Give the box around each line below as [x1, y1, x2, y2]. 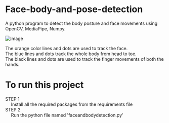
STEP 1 [5, 96, 20, 102]
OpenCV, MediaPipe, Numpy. [5, 25, 66, 31]
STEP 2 [5, 106, 21, 112]
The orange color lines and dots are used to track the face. [5, 45, 128, 51]
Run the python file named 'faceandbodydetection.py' [11, 112, 123, 118]
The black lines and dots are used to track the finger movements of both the [5, 56, 164, 62]
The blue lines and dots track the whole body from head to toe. [5, 51, 137, 57]
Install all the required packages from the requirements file [11, 101, 133, 107]
